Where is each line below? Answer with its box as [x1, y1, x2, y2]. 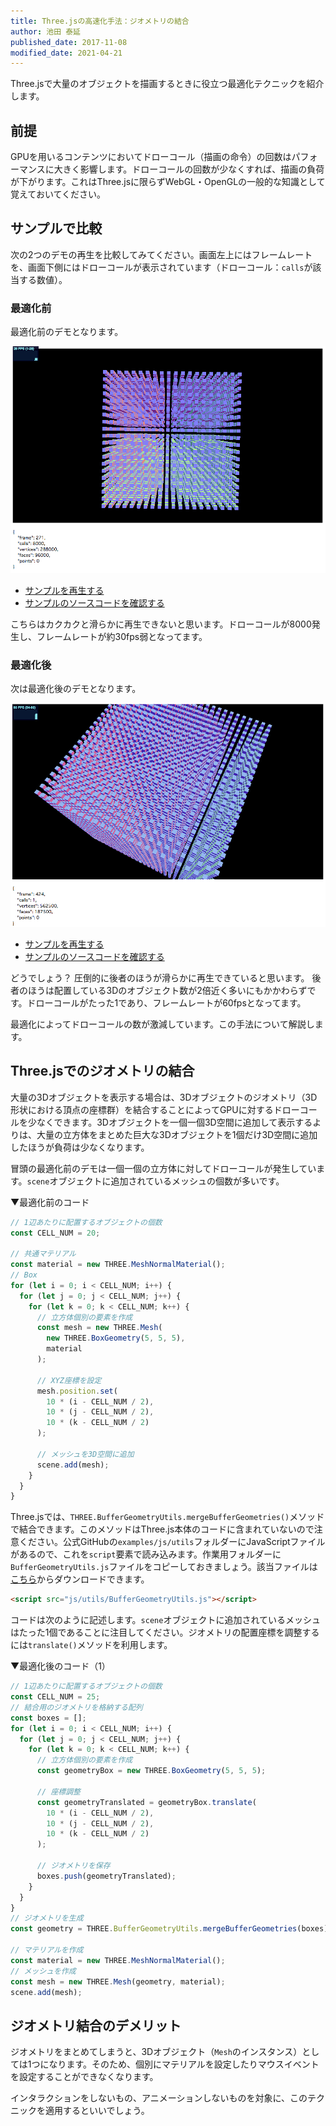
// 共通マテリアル [10, 1249, 77, 1259]
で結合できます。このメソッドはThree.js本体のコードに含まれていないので [10, 1523, 315, 1535]
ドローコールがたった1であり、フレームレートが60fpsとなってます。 [26, 996, 307, 1009]
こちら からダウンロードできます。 [10, 1573, 150, 1585]
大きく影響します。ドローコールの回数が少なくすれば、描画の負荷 [53, 163, 325, 175]
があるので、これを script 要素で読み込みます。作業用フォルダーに [10, 1548, 282, 1560]
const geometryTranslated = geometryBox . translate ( [36, 1797, 257, 1807]
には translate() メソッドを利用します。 [10, 1639, 173, 1651]
